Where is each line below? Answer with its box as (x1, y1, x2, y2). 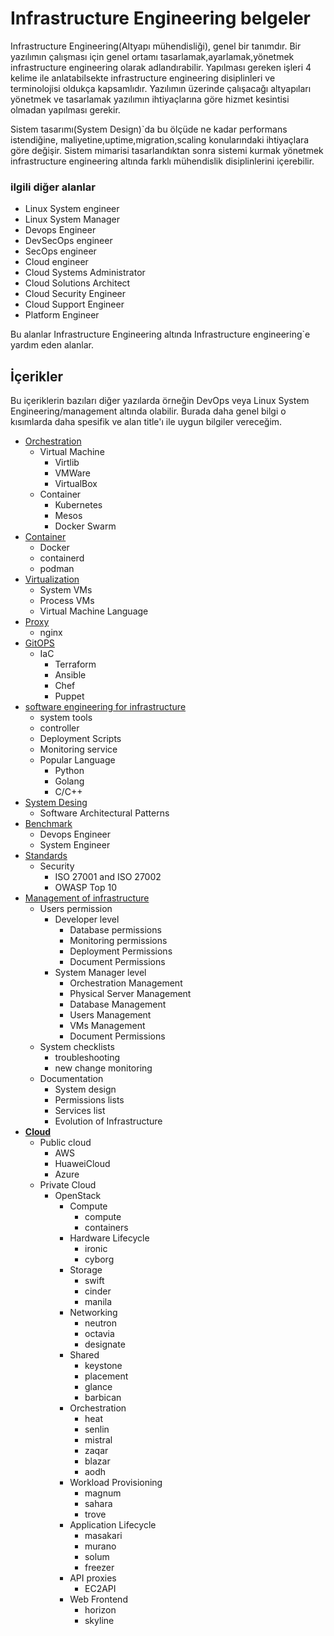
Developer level (54, 913, 120, 926)
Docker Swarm (54, 520, 117, 532)
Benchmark (24, 818, 73, 830)
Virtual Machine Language (39, 605, 149, 617)
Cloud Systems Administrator (24, 267, 146, 279)
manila (84, 1296, 113, 1308)
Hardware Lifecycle (69, 1232, 150, 1244)
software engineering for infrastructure (24, 701, 187, 713)
